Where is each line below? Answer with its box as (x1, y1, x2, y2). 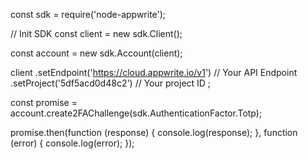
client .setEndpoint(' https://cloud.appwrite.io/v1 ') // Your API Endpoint (10, 67, 298, 78)
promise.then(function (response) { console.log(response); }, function (10, 127, 298, 138)
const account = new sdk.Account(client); (10, 47, 183, 59)
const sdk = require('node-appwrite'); (10, 9, 167, 20)
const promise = (10, 97, 78, 108)
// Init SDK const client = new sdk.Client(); (10, 28, 183, 39)
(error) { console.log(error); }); (10, 137, 135, 149)
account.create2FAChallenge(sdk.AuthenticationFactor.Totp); (10, 107, 263, 119)
